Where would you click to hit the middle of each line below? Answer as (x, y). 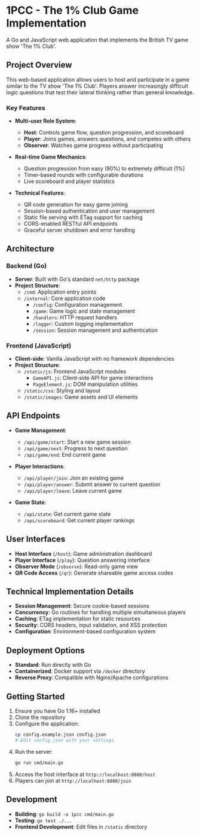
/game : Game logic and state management (84, 311)
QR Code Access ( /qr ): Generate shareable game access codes (94, 573)
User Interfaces (36, 539)
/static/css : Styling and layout (62, 391)
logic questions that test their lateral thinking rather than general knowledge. (100, 92)
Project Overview (39, 65)
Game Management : (41, 430)
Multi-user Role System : (45, 121)
